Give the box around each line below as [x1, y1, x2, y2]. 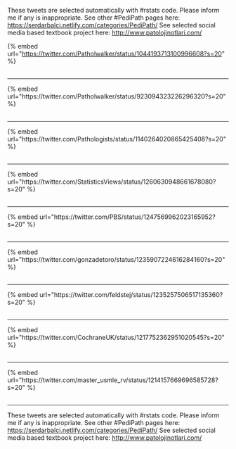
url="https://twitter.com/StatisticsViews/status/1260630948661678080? [7, 177, 216, 186]
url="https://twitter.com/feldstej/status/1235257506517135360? [39, 291, 223, 298]
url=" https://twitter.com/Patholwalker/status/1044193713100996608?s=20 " [7, 49, 225, 58]
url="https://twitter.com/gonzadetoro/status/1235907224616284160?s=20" [7, 255, 225, 263]
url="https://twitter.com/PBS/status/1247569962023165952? [39, 213, 216, 221]
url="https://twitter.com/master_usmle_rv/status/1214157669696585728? [7, 376, 219, 384]
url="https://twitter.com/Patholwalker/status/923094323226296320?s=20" [7, 92, 226, 101]
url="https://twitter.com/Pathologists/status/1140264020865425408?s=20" [7, 135, 227, 143]
